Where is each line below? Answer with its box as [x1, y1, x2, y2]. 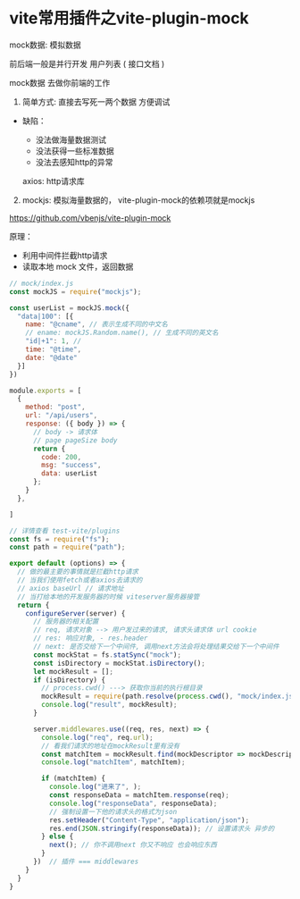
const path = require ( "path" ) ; [9, 542, 126, 552]
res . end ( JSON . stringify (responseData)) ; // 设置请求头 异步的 [48, 824, 275, 833]
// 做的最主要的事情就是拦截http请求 [17, 567, 138, 576]
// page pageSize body [32, 435, 118, 445]
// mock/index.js [9, 279, 74, 288]
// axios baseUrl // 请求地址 [17, 584, 125, 592]
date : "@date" [25, 353, 78, 362]
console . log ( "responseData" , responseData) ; [48, 799, 218, 808]
